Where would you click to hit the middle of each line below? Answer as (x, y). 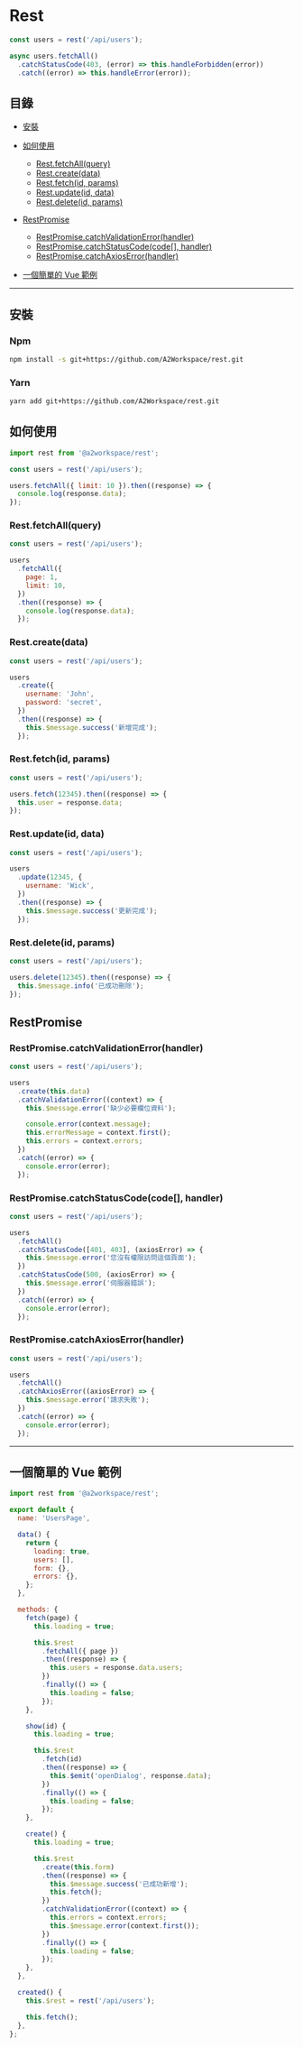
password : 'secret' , (64, 703)
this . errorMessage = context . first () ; (98, 1133)
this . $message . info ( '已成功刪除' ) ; (81, 986)
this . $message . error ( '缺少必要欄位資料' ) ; (101, 1108)
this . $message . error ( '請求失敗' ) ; (88, 1400)
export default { (42, 1510)
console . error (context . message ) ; (88, 1124)
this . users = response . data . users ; (116, 1668)
